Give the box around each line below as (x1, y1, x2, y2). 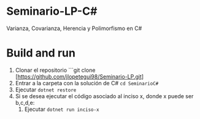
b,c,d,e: (15, 99, 35, 106)
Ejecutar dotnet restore (15, 86, 77, 93)
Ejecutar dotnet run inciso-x (24, 106, 99, 113)
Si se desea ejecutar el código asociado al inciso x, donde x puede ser (15, 92, 194, 99)
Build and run (6, 46, 75, 60)
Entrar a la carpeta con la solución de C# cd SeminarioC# (15, 79, 159, 86)
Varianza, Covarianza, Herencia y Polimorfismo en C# (6, 25, 142, 32)
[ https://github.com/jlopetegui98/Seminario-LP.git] (15, 72, 144, 80)
